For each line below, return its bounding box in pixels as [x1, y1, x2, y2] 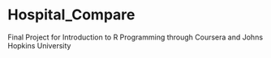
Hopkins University [7, 40, 71, 50]
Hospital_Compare [7, 6, 135, 24]
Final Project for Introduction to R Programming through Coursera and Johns [7, 32, 264, 42]
